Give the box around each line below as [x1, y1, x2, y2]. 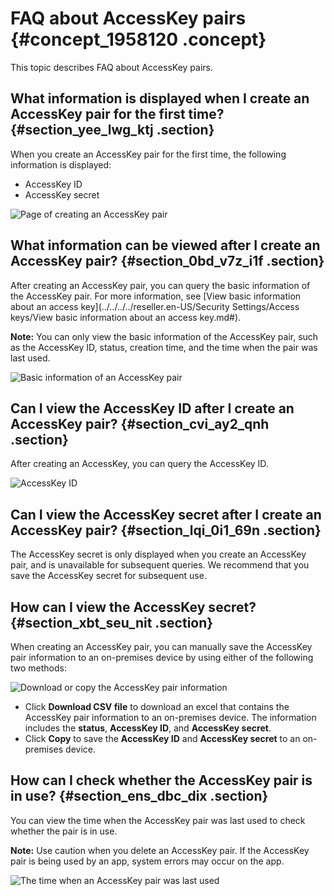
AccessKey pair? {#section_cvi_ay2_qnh [10, 415, 270, 432]
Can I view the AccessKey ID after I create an [10, 400, 295, 417]
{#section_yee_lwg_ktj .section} [10, 122, 215, 139]
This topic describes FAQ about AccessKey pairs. [10, 61, 213, 73]
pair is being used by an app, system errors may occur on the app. [10, 855, 285, 867]
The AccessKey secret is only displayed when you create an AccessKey [10, 548, 307, 561]
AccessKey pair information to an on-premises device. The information [24, 712, 317, 723]
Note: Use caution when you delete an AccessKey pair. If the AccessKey [10, 844, 310, 856]
